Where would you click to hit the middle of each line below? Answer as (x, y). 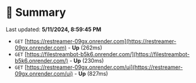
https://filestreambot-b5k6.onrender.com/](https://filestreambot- (108, 54)
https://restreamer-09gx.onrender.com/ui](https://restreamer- (105, 67)
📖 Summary (36, 13)
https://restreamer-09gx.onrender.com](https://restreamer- (102, 41)
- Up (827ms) (91, 73)
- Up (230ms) (87, 60)
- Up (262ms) (85, 48)
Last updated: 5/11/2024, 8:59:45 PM (54, 29)
